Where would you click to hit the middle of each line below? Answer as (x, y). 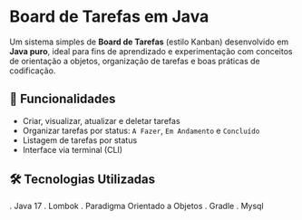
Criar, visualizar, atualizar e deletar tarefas (101, 120)
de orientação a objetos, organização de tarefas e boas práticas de (135, 61)
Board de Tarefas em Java (109, 17)
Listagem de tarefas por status (80, 140)
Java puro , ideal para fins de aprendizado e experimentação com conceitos (151, 51)
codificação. (33, 71)
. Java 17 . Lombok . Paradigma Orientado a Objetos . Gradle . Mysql (137, 206)
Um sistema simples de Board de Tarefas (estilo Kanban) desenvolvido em (149, 42)
